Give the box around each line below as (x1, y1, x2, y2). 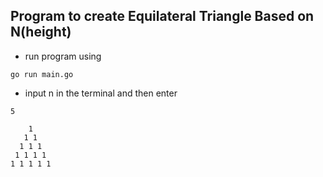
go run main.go (10, 69, 74, 79)
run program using (24, 50, 102, 62)
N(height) (10, 24, 72, 41)
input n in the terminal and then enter (24, 87, 178, 99)
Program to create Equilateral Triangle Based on (10, 8, 315, 25)
